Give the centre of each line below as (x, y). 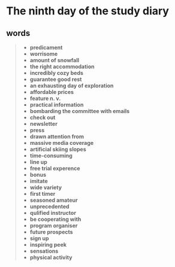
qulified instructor (53, 213)
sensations (44, 251)
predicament (46, 47)
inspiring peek (48, 245)
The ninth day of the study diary (88, 11)
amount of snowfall (55, 60)
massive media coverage (62, 143)
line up (39, 162)
